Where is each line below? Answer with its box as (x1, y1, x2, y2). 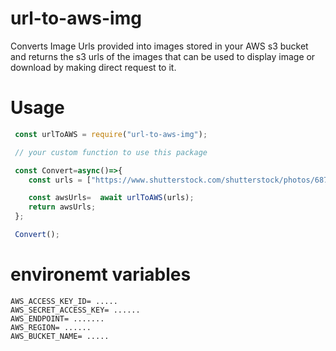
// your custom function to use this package (14, 147, 208, 157)
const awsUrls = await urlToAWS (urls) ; (28, 193, 195, 203)
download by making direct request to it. (10, 61, 177, 73)
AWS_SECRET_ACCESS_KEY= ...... (10, 305, 141, 315)
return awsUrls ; (28, 202, 97, 212)
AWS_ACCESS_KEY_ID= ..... (10, 296, 118, 306)
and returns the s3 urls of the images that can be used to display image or (10, 50, 316, 62)
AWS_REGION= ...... (10, 322, 92, 332)
